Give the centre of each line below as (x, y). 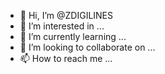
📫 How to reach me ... (66, 58)
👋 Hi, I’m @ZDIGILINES (66, 15)
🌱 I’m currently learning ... (73, 36)
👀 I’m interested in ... (62, 26)
